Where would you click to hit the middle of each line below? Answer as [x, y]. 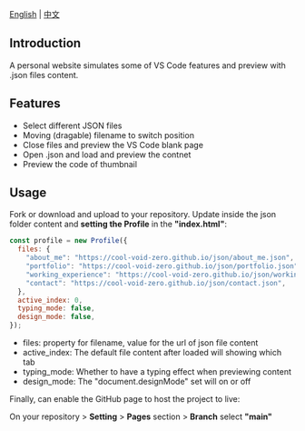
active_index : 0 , [50, 300]
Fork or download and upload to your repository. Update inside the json [143, 215]
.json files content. [44, 75]
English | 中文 [35, 14]
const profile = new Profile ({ [69, 241]
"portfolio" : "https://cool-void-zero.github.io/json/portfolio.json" [162, 266]
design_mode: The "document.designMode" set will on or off [137, 382]
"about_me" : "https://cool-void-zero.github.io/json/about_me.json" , [160, 258]
